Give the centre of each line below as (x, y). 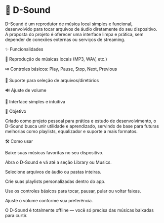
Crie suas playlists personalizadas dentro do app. (55, 181)
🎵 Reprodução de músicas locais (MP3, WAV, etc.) (56, 59)
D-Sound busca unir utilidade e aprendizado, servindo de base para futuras (82, 126)
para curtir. (16, 215)
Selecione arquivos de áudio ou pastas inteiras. (53, 172)
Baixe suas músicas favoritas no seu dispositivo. (54, 152)
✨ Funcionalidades (24, 49)
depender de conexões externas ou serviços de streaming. (65, 40)
